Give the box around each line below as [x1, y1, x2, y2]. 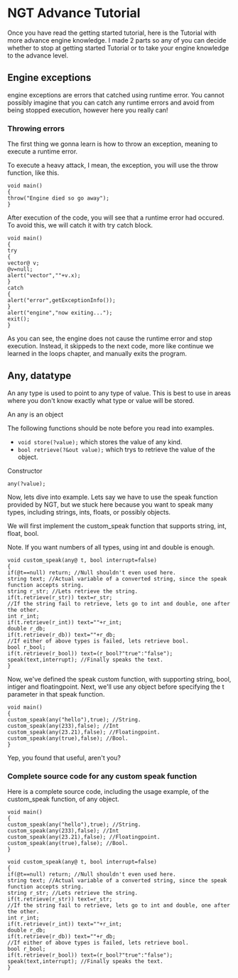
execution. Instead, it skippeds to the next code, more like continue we [7, 342, 215, 350]
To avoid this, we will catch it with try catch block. [7, 221, 153, 230]
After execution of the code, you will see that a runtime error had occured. [7, 213, 225, 222]
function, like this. [7, 168, 60, 177]
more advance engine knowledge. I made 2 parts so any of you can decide [7, 36, 227, 44]
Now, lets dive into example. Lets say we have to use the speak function [7, 493, 218, 501]
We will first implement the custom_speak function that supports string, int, [7, 521, 227, 530]
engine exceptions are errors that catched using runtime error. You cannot [7, 90, 225, 99]
